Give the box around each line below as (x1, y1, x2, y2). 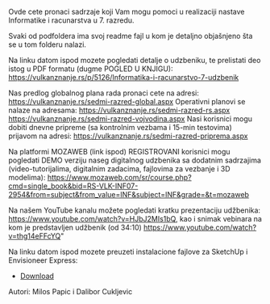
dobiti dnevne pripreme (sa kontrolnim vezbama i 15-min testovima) (8, 123, 232, 132)
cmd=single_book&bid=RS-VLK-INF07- (8, 181, 139, 191)
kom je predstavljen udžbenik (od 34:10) (8, 222, 143, 232)
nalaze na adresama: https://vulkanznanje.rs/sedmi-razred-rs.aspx (8, 105, 231, 115)
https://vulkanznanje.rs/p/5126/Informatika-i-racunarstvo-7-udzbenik (8, 73, 239, 82)
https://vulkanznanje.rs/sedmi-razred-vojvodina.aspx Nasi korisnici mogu (8, 114, 252, 124)
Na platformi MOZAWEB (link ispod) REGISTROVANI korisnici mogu (8, 147, 231, 156)
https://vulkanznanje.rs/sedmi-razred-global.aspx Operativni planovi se (8, 97, 246, 106)
